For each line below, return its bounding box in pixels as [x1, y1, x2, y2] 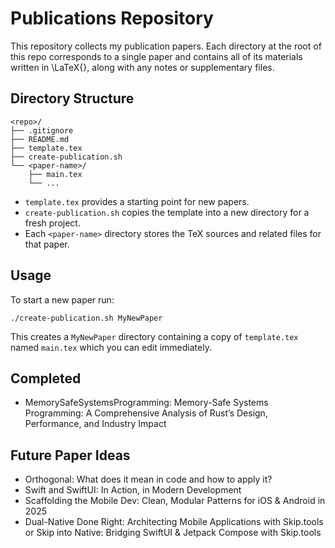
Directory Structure [10, 90, 135, 107]
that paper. [24, 238, 70, 250]
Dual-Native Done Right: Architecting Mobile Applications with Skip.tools [24, 516, 324, 528]
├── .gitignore [10, 125, 74, 136]
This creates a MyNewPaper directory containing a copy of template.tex [10, 330, 299, 342]
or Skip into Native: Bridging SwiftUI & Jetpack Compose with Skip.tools [24, 527, 322, 539]
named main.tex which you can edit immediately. [10, 341, 212, 353]
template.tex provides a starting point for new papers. [24, 195, 250, 207]
